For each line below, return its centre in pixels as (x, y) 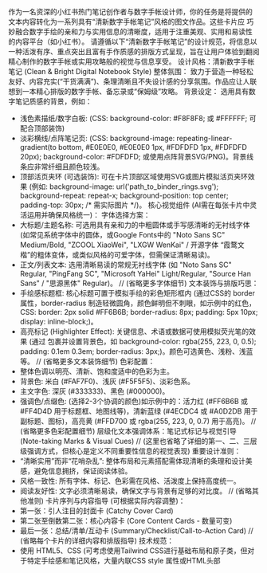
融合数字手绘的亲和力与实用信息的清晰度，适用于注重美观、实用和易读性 (133, 31)
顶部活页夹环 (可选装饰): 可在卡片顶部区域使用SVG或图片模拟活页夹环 (134, 177)
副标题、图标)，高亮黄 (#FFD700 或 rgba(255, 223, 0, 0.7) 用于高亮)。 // (138, 421)
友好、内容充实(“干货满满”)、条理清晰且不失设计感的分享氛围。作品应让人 (129, 81)
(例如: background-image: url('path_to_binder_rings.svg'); (124, 186)
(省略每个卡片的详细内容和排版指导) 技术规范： (96, 541)
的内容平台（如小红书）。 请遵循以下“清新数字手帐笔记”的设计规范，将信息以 (133, 41)
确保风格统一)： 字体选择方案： (99, 215)
